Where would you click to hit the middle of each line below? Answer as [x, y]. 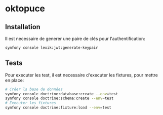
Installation [23, 27]
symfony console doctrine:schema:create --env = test [59, 98]
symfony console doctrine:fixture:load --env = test [58, 108]
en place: [15, 80]
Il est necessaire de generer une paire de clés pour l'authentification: [75, 38]
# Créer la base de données [34, 89]
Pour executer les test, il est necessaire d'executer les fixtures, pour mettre [81, 75]
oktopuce [25, 9]
